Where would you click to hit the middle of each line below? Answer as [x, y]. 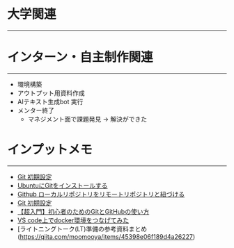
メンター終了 [36, 110]
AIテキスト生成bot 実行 [50, 101]
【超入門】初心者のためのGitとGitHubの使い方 [83, 211]
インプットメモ [50, 150]
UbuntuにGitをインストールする [62, 185]
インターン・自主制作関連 [80, 57]
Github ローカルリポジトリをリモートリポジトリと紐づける [101, 194]
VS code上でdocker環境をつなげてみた [73, 220]
